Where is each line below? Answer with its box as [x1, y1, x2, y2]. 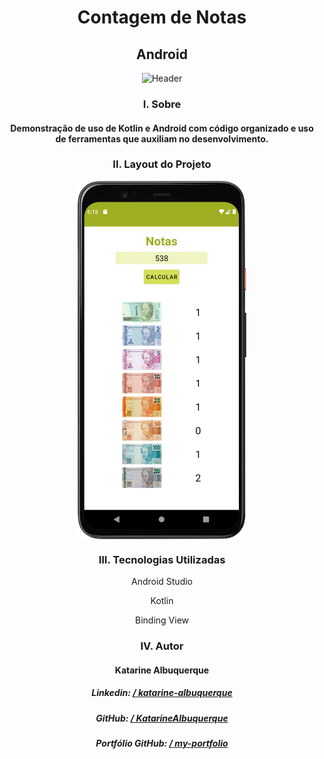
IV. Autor [140, 639, 184, 653]
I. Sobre [142, 97, 182, 111]
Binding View [135, 614, 189, 626]
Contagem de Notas [77, 6, 247, 29]
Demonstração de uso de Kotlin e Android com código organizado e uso [10, 122, 314, 134]
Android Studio [130, 576, 194, 588]
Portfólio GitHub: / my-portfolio [95, 737, 229, 750]
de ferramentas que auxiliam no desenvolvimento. [55, 132, 269, 145]
